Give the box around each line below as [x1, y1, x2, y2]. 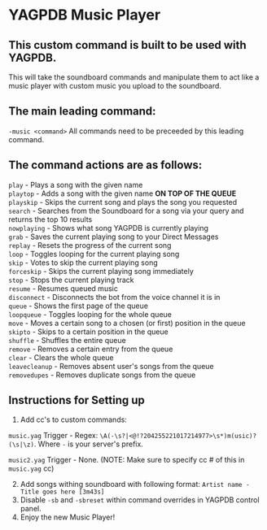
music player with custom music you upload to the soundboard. [8, 81, 222, 90]
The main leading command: [8, 104, 156, 119]
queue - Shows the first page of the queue [8, 301, 149, 311]
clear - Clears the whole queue [8, 352, 114, 363]
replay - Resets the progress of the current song [8, 240, 172, 250]
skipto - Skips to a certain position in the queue [8, 327, 169, 337]
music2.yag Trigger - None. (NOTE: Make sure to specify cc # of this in [8, 455, 245, 465]
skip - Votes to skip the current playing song [8, 258, 159, 267]
